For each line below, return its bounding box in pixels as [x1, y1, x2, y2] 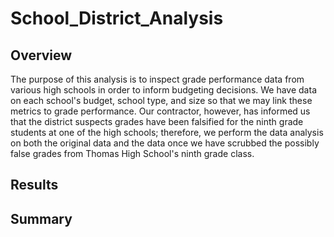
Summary [10, 210, 73, 227]
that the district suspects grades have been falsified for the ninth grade [10, 116, 304, 127]
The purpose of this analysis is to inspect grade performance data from [10, 73, 305, 85]
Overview [10, 47, 73, 64]
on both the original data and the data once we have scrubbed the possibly [10, 137, 320, 149]
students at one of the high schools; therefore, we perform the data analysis [10, 127, 324, 138]
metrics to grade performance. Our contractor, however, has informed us [10, 105, 311, 117]
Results [10, 177, 59, 194]
